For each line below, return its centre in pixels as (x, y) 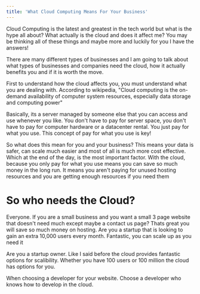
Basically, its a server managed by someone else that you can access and (97, 114)
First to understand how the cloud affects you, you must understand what (96, 83)
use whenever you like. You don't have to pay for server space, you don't (96, 120)
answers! (17, 48)
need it (15, 242)
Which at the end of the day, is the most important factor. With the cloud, (96, 157)
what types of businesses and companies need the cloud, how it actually (96, 66)
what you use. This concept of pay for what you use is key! (79, 133)
